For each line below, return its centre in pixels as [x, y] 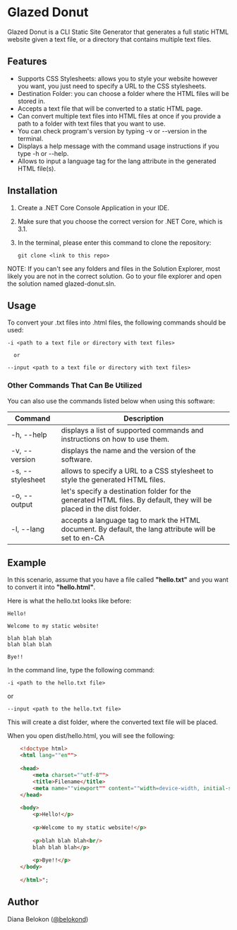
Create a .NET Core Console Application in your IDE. [93, 207]
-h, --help [29, 435]
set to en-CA [83, 538]
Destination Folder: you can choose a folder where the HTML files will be [123, 93]
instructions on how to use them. [115, 439]
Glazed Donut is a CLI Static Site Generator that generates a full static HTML [118, 32]
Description [144, 418]
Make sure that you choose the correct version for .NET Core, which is [120, 221]
